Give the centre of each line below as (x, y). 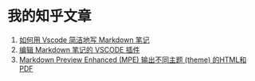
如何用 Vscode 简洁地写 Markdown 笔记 (84, 40)
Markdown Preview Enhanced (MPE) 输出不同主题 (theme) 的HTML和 (133, 60)
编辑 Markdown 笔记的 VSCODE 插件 (79, 49)
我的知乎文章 (50, 16)
